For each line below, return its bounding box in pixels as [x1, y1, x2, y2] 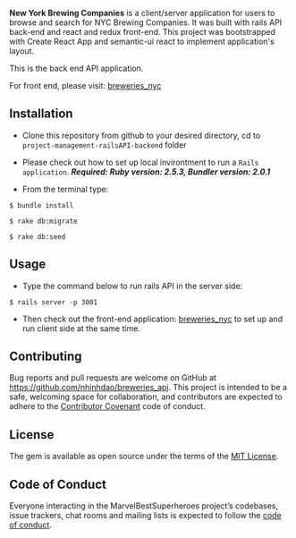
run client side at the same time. [21, 322, 141, 334]
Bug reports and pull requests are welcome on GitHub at [9, 372, 217, 383]
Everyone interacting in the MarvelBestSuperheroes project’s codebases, [9, 500, 279, 511]
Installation [9, 107, 73, 122]
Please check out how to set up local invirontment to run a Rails [21, 157, 259, 167]
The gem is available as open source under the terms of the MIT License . [9, 451, 279, 462]
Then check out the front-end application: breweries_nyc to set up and [21, 313, 283, 324]
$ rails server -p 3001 [9, 297, 98, 307]
